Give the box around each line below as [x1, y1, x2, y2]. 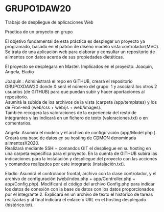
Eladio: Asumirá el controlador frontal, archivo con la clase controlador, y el [5, 170, 157, 176]
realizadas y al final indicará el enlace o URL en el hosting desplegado [5, 196, 146, 202]
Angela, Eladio [5, 68, 34, 74]
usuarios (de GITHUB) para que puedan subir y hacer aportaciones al [5, 89, 145, 94]
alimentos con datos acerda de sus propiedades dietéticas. [5, 54, 124, 60]
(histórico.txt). [5, 202, 34, 208]
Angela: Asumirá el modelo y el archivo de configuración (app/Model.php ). [5, 129, 157, 135]
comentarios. [5, 120, 32, 126]
